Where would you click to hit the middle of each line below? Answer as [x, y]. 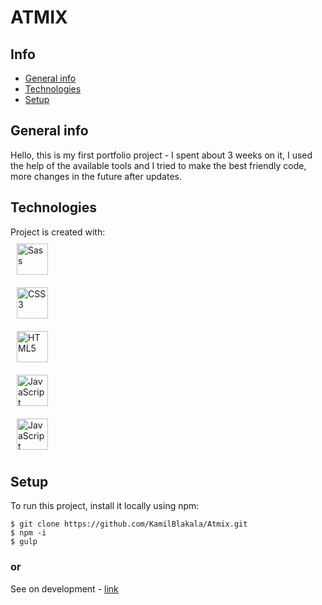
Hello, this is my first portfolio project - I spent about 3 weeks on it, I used [161, 155]
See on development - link [64, 588]
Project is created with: [58, 232]
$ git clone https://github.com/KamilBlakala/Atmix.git [129, 524]
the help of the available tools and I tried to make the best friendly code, [158, 165]
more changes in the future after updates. [96, 176]
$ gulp [24, 542]
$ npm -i [28, 533]
